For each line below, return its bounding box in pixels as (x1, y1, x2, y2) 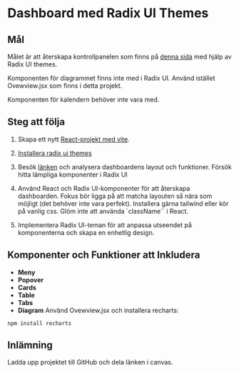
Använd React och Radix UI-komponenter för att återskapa (17, 184, 190, 192)
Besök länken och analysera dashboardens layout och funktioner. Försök (17, 162, 232, 171)
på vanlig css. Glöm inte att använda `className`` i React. (17, 207, 189, 215)
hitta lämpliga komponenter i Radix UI (17, 170, 128, 179)
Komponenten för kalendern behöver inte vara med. (7, 95, 160, 104)
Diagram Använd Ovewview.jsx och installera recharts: (17, 306, 179, 314)
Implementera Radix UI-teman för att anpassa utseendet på (17, 220, 193, 229)
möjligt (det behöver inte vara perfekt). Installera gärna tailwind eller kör (17, 199, 229, 208)
